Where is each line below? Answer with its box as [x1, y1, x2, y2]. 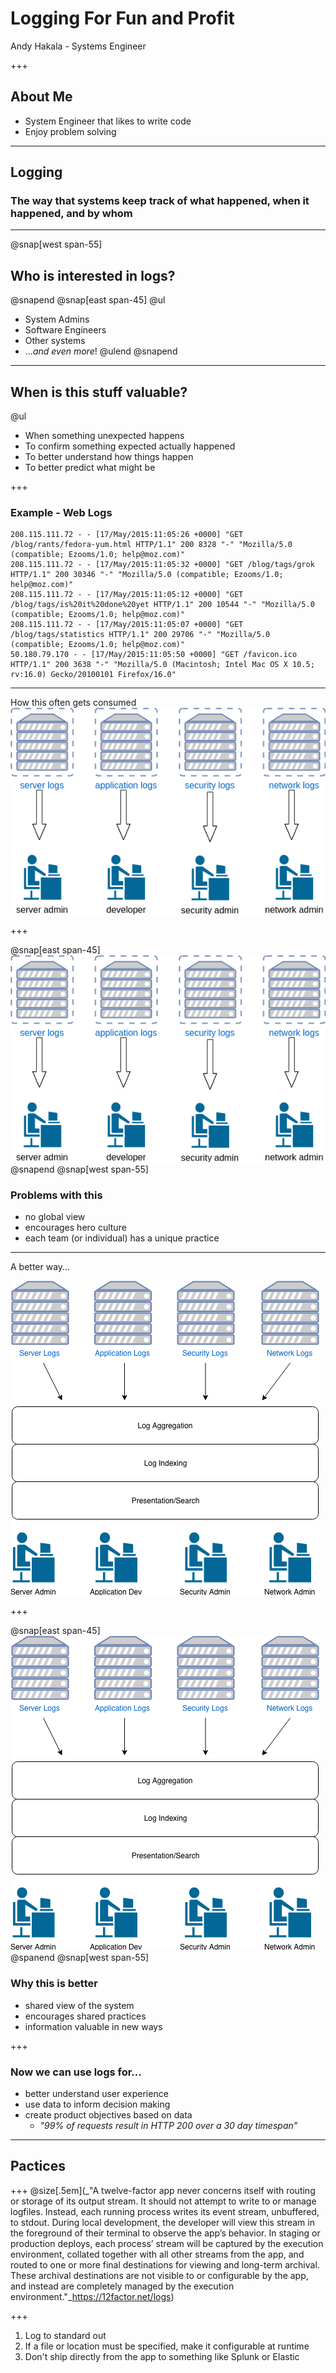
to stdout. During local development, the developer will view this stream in [10, 2216, 315, 2228]
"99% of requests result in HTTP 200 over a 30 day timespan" [39, 2120, 298, 2132]
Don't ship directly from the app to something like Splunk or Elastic [24, 2350, 300, 2362]
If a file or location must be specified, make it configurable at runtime [24, 2340, 310, 2352]
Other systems [24, 335, 86, 347]
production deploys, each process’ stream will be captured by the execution [10, 2237, 324, 2249]
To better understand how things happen [24, 451, 194, 463]
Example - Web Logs [10, 505, 113, 519]
